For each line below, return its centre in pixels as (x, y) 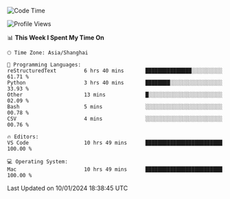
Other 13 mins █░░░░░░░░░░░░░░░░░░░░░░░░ (115, 95)
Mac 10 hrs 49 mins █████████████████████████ (115, 169)
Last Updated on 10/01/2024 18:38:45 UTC (68, 188)
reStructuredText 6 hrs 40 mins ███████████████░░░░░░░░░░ (115, 71)
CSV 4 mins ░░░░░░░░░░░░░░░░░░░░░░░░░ (115, 119)
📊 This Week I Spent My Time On (56, 37)
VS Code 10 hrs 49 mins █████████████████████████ (115, 143)
